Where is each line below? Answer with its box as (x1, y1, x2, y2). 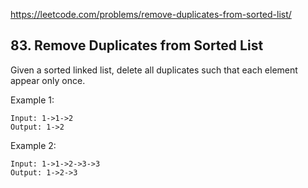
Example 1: (10, 94, 55, 106)
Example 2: (10, 139, 57, 151)
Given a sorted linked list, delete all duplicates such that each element (10, 64, 298, 76)
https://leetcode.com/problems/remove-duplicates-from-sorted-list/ (10, 9, 292, 20)
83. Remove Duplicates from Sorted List (10, 37, 264, 54)
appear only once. (10, 74, 86, 86)
